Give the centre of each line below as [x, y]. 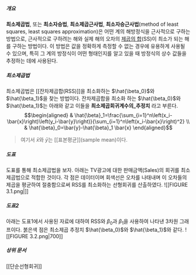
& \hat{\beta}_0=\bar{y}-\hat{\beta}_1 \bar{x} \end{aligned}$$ [98, 128]
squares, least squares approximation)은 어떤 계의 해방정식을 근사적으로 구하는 [98, 31]
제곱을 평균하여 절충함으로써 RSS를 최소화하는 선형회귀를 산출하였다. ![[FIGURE [97, 184]
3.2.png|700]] [46, 236]
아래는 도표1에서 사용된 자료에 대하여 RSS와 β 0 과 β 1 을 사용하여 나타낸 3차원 [92, 222]
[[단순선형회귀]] [24, 266]
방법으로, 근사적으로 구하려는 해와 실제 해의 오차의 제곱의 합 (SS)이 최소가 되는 [94, 39]
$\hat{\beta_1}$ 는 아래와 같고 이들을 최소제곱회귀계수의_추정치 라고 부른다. [92, 105]
